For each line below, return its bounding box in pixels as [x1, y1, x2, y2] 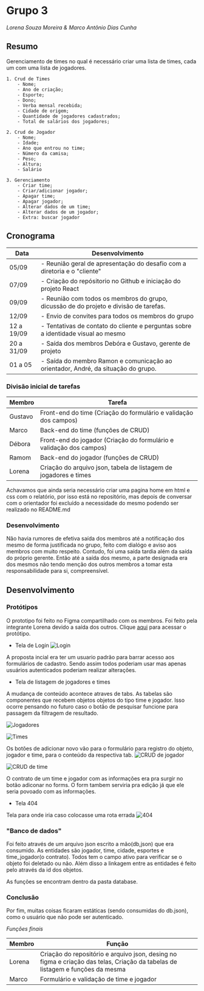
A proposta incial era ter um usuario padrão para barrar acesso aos [6, 653, 175, 660]
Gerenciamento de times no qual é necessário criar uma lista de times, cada [6, 57, 196, 65]
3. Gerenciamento [6, 177, 50, 183]
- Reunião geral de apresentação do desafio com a [40, 259, 186, 268]
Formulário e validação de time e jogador [40, 975, 157, 984]
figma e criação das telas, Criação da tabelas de [40, 958, 177, 966]
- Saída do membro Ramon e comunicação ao [40, 357, 172, 365]
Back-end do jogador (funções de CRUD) [40, 453, 160, 461]
